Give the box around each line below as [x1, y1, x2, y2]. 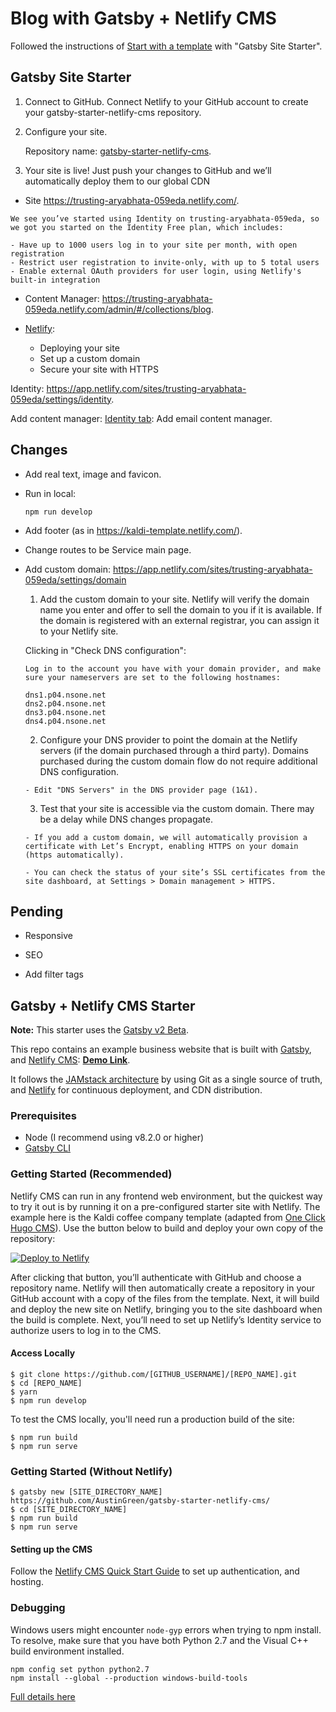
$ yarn [10, 1387, 38, 1397]
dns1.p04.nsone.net [24, 690, 107, 700]
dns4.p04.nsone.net [24, 716, 107, 726]
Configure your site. [24, 125, 108, 137]
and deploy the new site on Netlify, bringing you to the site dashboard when [10, 1303, 323, 1315]
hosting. [10, 1576, 44, 1588]
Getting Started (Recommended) [10, 1167, 173, 1181]
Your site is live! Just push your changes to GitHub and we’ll [24, 164, 272, 176]
